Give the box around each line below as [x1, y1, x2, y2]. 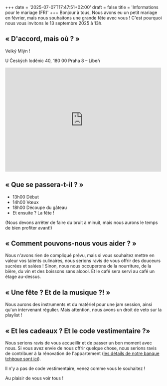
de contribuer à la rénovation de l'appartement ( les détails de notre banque [5, 350, 160, 356]
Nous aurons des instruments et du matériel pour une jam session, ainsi [5, 301, 153, 307]
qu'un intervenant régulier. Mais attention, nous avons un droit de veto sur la [5, 307, 162, 313]
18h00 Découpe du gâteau [12, 204, 67, 210]
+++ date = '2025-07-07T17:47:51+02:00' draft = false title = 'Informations [5, 4, 159, 10]
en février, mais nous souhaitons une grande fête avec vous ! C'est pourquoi [5, 15, 162, 20]
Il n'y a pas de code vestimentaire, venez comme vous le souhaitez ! [5, 365, 146, 371]
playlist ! [5, 312, 22, 318]
